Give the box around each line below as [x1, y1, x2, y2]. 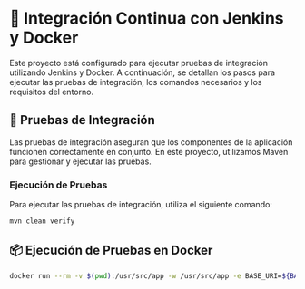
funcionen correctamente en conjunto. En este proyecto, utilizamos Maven [9, 146, 289, 157]
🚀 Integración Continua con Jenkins [9, 8, 284, 29]
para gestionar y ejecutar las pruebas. [9, 156, 152, 167]
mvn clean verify [9, 217, 75, 226]
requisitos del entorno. [9, 86, 93, 97]
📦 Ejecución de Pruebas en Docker [9, 243, 213, 258]
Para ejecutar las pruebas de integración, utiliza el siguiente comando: [9, 199, 272, 210]
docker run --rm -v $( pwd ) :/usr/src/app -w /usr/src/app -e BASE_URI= [9, 271, 282, 280]
